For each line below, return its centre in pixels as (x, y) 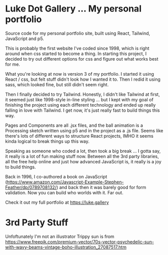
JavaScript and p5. (25, 39)
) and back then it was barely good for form (101, 187)
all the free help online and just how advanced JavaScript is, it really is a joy (83, 161)
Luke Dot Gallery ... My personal (73, 9)
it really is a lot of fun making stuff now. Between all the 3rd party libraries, (82, 156)
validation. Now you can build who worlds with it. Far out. (64, 192)
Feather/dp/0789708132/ (31, 187)
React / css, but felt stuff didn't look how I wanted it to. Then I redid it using (83, 79)
